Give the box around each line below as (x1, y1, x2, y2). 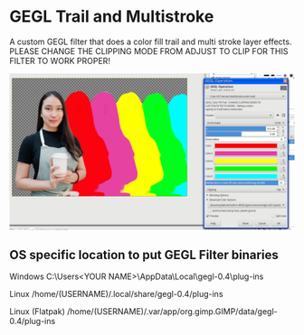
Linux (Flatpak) (9, 306, 65, 317)
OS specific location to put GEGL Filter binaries (9, 247, 279, 263)
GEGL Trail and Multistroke (9, 6, 214, 27)
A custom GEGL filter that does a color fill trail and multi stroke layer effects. (9, 36, 292, 47)
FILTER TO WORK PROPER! (9, 55, 111, 66)
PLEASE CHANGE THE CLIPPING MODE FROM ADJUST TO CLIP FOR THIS (9, 45, 289, 56)
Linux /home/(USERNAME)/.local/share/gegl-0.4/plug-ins (9, 289, 223, 300)
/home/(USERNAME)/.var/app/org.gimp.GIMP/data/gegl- (66, 306, 278, 317)
